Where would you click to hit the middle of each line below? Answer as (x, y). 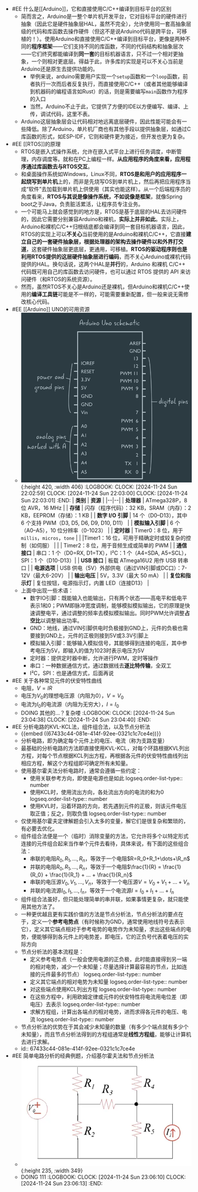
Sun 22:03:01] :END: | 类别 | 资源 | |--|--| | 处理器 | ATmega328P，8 (104, 500)
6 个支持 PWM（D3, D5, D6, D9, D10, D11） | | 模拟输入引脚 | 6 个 (100, 523)
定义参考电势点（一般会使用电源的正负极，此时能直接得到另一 (106, 959)
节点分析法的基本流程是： (52, 952)
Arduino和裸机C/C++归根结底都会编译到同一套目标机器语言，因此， (104, 227)
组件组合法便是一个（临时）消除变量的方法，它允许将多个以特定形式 (105, 836)
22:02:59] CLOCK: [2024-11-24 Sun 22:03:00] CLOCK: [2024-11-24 (104, 493)
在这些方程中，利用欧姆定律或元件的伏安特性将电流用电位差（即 (108, 997)
